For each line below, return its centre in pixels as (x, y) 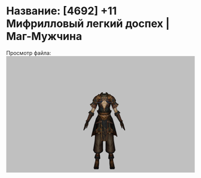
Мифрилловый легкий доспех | (88, 24)
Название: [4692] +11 (62, 11)
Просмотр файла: (29, 53)
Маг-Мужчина (44, 36)
